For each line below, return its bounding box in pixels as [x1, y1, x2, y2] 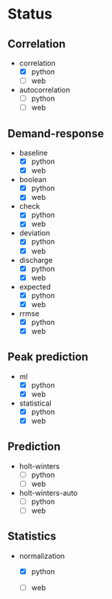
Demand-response [7, 127, 104, 140]
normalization [19, 551, 65, 560]
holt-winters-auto [19, 488, 78, 497]
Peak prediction [7, 350, 89, 364]
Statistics [7, 530, 57, 543]
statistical [19, 398, 52, 408]
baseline [19, 148, 48, 158]
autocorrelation [19, 85, 70, 95]
